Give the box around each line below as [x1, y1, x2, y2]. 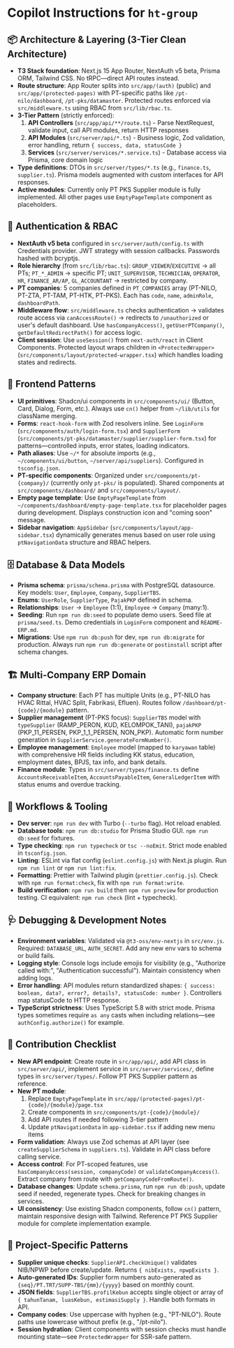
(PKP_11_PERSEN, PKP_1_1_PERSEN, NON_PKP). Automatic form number [17, 729, 224, 737]
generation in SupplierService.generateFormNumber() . [17, 736, 173, 744]
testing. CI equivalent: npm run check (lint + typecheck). [17, 894, 177, 902]
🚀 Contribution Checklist [7, 1038, 117, 1050]
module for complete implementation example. [17, 1219, 152, 1228]
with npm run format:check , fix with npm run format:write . [17, 879, 185, 887]
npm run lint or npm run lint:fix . [17, 863, 117, 872]
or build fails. [17, 951, 55, 959]
